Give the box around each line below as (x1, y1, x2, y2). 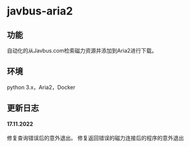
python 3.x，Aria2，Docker (7, 83, 75, 91)
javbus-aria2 (7, 4, 73, 18)
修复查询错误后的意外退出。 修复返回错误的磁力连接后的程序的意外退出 (7, 134, 184, 142)
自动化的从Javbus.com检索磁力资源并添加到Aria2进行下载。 (7, 47, 157, 54)
